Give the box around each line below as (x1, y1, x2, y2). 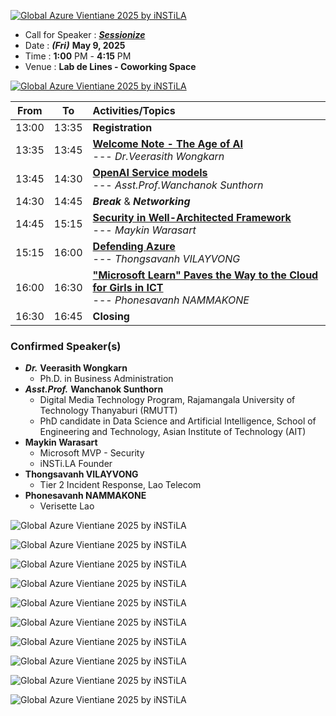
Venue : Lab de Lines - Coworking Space (24, 61, 197, 72)
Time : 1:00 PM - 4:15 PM (24, 50, 132, 62)
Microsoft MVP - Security (39, 447, 145, 459)
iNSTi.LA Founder (39, 458, 113, 470)
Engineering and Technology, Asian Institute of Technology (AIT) (39, 426, 307, 438)
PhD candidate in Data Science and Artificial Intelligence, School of (39, 415, 317, 427)
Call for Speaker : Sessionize (24, 29, 146, 40)
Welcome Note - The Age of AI (92, 137, 243, 150)
